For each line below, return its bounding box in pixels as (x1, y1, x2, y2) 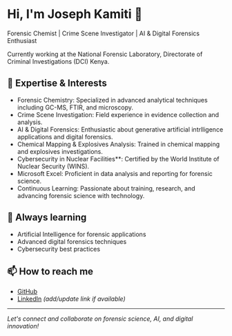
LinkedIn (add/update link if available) (17, 294, 126, 303)
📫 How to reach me (7, 265, 94, 277)
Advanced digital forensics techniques (17, 237, 127, 245)
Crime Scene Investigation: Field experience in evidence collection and (17, 110, 220, 118)
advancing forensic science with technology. (17, 191, 145, 200)
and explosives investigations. (17, 147, 104, 155)
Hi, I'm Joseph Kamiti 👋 (7, 6, 143, 22)
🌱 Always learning (7, 211, 87, 224)
